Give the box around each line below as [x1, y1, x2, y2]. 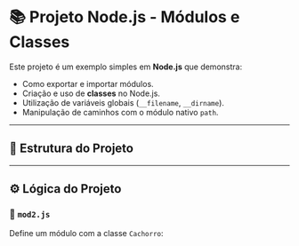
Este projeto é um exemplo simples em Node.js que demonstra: [9, 61, 243, 72]
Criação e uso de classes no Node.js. [21, 88, 160, 99]
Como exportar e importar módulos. [21, 78, 154, 89]
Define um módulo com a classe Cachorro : [9, 228, 164, 239]
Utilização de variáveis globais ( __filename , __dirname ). [21, 97, 225, 107]
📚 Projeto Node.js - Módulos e [9, 7, 240, 28]
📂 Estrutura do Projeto [9, 141, 133, 156]
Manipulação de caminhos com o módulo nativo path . [21, 107, 219, 117]
